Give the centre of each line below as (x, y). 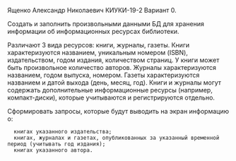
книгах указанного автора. (53, 150)
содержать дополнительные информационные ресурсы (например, (110, 90)
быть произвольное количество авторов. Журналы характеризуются (112, 67)
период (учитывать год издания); (57, 144)
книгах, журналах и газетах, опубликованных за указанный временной (117, 138)
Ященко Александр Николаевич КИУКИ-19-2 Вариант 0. (92, 10)
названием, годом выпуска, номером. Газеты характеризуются (104, 75)
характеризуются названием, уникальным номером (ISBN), (98, 53)
